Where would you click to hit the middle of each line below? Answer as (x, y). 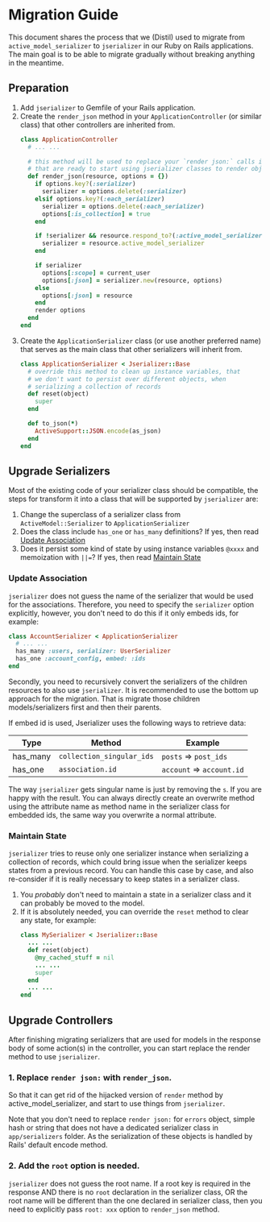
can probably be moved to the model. (82, 903)
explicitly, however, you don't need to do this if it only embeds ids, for (124, 613)
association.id (87, 769)
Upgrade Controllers (61, 1020)
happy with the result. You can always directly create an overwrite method (132, 797)
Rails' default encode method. (58, 1145)
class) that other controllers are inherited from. (98, 124)
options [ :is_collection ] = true (96, 214)
